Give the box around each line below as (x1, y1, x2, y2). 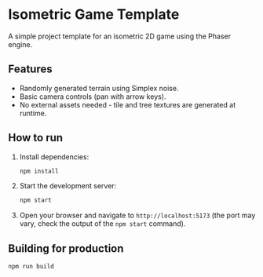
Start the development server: (19, 181, 117, 191)
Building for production (8, 242, 124, 255)
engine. (8, 39, 33, 49)
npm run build (8, 263, 55, 271)
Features (8, 63, 53, 76)
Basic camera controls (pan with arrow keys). (19, 92, 166, 101)
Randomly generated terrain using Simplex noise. (19, 83, 179, 93)
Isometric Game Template (8, 5, 180, 24)
